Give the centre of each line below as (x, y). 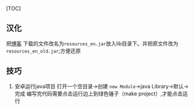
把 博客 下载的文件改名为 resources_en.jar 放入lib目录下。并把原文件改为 (92, 43)
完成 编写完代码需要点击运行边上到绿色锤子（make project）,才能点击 (98, 94)
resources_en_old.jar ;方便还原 (43, 51)
